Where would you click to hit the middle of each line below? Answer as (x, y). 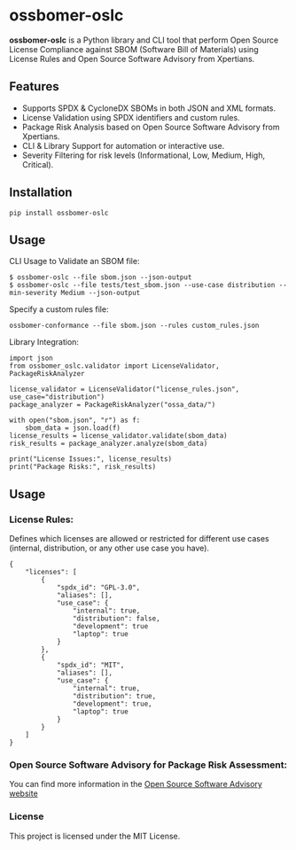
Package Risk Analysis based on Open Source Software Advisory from (151, 127)
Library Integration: (44, 342)
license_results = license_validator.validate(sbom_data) (118, 436)
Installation (41, 193)
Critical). (38, 164)
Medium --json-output (101, 293)
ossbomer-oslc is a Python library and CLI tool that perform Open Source (144, 40)
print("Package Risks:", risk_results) (83, 467)
